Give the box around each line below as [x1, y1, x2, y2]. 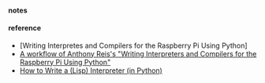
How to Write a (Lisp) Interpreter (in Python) [19, 66, 163, 75]
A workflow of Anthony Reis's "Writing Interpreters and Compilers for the [19, 49, 257, 58]
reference [8, 23, 42, 33]
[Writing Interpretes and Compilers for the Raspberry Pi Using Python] [19, 41, 248, 50]
